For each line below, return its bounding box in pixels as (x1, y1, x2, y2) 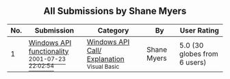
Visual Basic (86, 63, 120, 70)
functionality (28, 46, 69, 56)
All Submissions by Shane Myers (43, 5, 187, 17)
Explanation (86, 54, 125, 63)
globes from (179, 49, 218, 59)
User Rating (179, 25, 219, 35)
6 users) (179, 57, 207, 67)
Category (97, 25, 129, 35)
